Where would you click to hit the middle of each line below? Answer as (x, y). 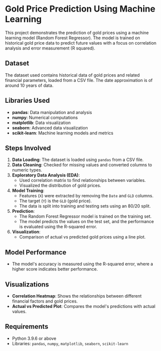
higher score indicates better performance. (55, 269)
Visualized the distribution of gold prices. (60, 186)
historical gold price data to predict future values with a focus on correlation (81, 43)
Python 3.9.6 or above (34, 338)
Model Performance (36, 252)
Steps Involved (28, 148)
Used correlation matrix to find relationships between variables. (82, 180)
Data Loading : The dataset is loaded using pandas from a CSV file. (78, 160)
